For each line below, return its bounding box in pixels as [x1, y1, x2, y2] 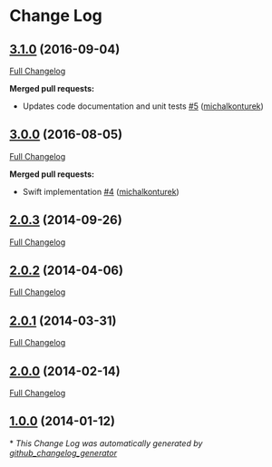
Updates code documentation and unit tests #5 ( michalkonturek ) [22, 101, 265, 112]
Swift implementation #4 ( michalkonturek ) [22, 186, 180, 197]
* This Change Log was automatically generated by [9, 437, 203, 449]
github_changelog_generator [9, 447, 118, 458]
